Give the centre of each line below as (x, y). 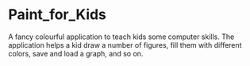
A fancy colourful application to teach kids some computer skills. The (121, 37)
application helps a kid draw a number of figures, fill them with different (125, 45)
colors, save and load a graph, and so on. (76, 53)
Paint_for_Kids (58, 15)
